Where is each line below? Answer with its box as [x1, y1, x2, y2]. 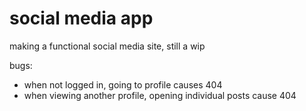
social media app [9, 7, 154, 30]
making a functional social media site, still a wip [9, 40, 206, 52]
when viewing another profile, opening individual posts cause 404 [23, 89, 297, 101]
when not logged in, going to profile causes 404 [23, 78, 223, 91]
